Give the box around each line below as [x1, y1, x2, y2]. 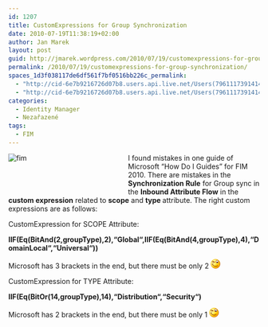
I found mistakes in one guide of [128, 153, 234, 162]
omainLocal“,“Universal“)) [8, 243, 98, 252]
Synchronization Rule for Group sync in [128, 178, 260, 188]
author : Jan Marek [8, 38, 69, 46]
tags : [8, 122, 26, 130]
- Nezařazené [15, 114, 59, 122]
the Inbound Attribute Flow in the [128, 187, 239, 197]
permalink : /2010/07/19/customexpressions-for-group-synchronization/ [8, 64, 248, 72]
